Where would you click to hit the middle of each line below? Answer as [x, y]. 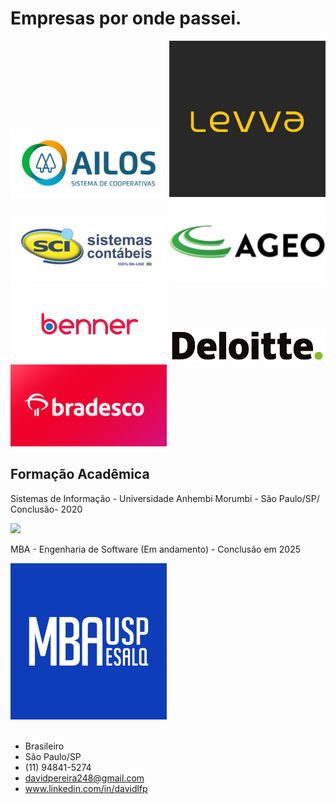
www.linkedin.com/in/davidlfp [86, 788]
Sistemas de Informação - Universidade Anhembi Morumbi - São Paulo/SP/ [165, 498]
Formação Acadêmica [80, 474]
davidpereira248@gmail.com [84, 778]
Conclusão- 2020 [46, 509]
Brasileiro [44, 746]
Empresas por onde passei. [126, 18]
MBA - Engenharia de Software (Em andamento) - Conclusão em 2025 [156, 549]
